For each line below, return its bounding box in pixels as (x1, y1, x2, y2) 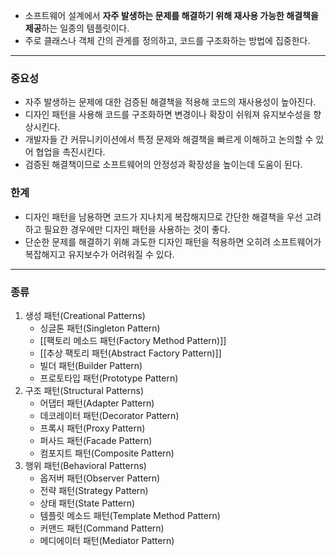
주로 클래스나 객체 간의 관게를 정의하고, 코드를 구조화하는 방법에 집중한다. (24, 35, 311, 46)
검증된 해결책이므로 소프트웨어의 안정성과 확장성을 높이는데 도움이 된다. (24, 159, 303, 171)
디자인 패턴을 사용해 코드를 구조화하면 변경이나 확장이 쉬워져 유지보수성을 (24, 109, 312, 121)
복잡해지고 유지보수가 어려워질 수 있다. (24, 248, 175, 260)
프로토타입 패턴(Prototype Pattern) (39, 372, 179, 384)
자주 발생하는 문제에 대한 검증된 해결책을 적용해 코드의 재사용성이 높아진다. (24, 96, 317, 108)
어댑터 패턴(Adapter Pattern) (39, 397, 155, 409)
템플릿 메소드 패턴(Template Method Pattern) (39, 509, 221, 521)
